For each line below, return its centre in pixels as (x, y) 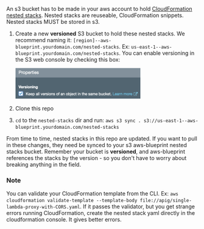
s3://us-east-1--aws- (171, 121)
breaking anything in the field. (44, 165)
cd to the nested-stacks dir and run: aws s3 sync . (78, 120)
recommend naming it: (43, 40)
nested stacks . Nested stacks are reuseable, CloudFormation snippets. (95, 15)
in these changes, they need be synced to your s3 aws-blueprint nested (97, 145)
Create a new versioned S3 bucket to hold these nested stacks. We (100, 34)
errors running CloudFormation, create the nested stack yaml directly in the (101, 213)
